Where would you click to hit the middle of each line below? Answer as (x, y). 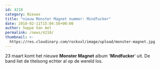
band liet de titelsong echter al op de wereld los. (54, 61)
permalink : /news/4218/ (30, 33)
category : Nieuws (23, 14)
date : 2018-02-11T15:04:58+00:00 (39, 23)
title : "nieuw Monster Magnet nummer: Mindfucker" (58, 19)
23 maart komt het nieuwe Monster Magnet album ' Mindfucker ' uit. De (78, 56)
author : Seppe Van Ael (28, 28)
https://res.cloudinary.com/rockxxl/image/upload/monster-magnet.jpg (82, 42)
